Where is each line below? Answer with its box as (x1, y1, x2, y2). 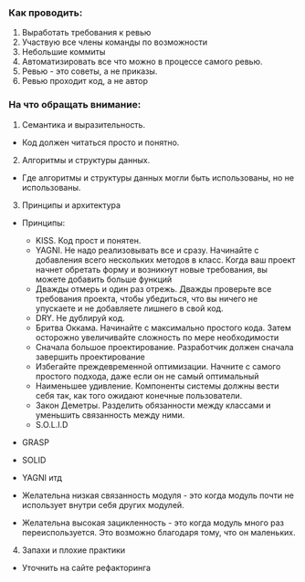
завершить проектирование (35, 351, 145, 362)
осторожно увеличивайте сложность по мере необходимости (35, 331, 279, 343)
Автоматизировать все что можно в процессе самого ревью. (21, 57, 263, 68)
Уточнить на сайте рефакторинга (21, 562, 152, 573)
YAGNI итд (21, 472, 63, 483)
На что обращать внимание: (8, 99, 142, 111)
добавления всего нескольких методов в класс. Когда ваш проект (35, 254, 296, 265)
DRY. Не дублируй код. (35, 312, 125, 323)
